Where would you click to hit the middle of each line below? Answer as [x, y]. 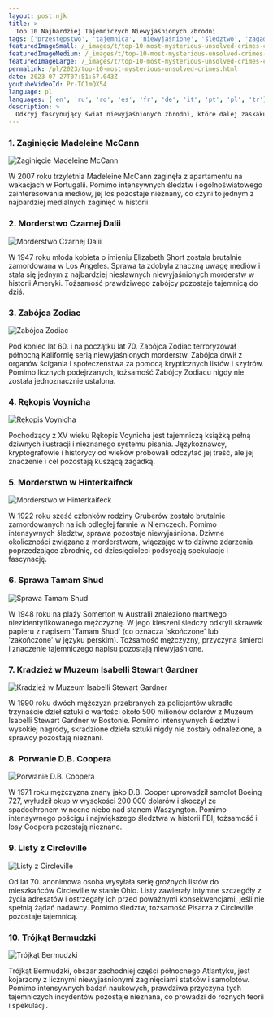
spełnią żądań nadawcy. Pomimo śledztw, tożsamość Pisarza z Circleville [131, 907]
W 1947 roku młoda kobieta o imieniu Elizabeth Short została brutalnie [125, 257]
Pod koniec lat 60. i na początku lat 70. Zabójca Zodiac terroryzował [122, 346]
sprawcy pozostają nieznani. [56, 738]
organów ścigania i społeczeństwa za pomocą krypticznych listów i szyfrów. [136, 363]
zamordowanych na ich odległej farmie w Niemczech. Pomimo [113, 524]
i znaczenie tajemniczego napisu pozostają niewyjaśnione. [106, 648]
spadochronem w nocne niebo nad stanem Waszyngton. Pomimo [118, 810]
